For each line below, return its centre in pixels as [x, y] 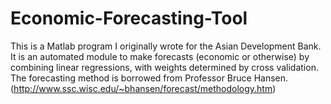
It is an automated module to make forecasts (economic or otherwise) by [160, 56]
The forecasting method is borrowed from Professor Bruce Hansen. [149, 78]
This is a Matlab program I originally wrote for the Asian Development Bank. [166, 46]
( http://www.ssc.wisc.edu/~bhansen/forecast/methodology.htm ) [143, 88]
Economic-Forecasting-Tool [129, 18]
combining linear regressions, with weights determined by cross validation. [164, 67]
